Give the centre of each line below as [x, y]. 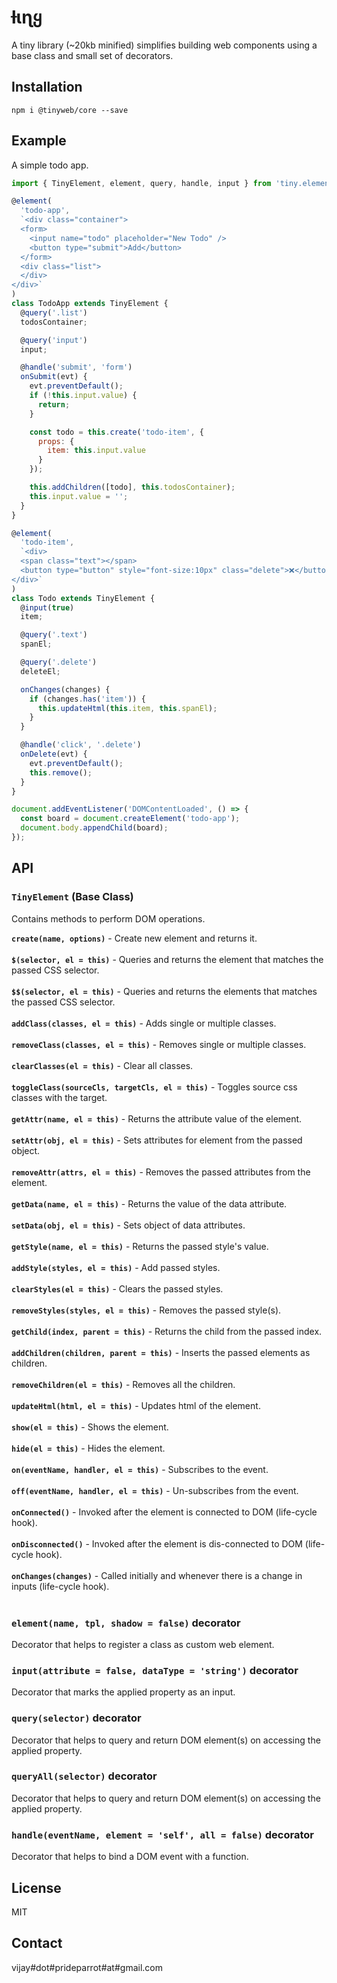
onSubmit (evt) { [54, 377]
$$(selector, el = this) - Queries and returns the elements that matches [164, 991]
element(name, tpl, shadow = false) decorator [126, 1623]
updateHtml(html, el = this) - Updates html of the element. [136, 1405]
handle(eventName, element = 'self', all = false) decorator [162, 1834]
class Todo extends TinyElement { [83, 598]
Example [39, 141]
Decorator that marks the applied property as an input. [123, 1692]
